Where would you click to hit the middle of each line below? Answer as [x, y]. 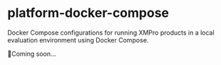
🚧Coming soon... [32, 54]
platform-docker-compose [88, 13]
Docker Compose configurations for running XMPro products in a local [111, 32]
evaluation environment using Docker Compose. [78, 40]
